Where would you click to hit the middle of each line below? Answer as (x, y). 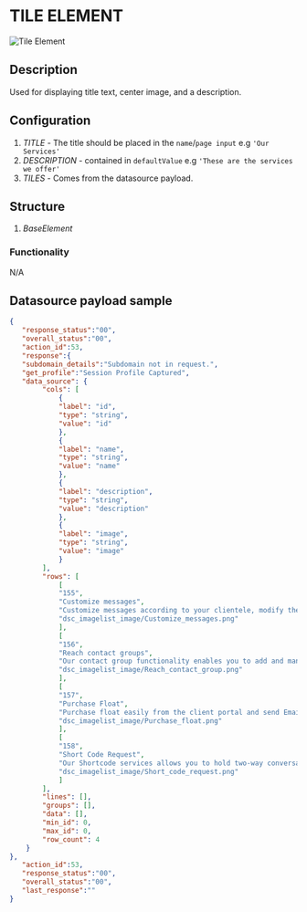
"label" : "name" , (91, 449)
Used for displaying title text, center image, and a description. (126, 91)
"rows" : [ (61, 576)
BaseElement (48, 228)
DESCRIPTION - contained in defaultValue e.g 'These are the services (158, 160)
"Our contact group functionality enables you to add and (171, 661)
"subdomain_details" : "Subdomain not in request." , (120, 364)
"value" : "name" (89, 466)
